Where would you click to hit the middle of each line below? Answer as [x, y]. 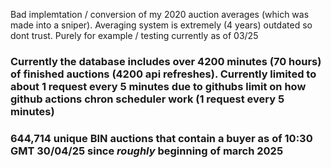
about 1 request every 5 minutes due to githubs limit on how [158, 86]
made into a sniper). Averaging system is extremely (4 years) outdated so [161, 25]
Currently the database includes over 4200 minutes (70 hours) [166, 61]
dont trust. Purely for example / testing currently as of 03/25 [134, 35]
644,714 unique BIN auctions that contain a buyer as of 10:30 [161, 138]
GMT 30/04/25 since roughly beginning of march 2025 [147, 151]
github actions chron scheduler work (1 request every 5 [147, 99]
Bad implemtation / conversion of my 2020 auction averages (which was [160, 14]
